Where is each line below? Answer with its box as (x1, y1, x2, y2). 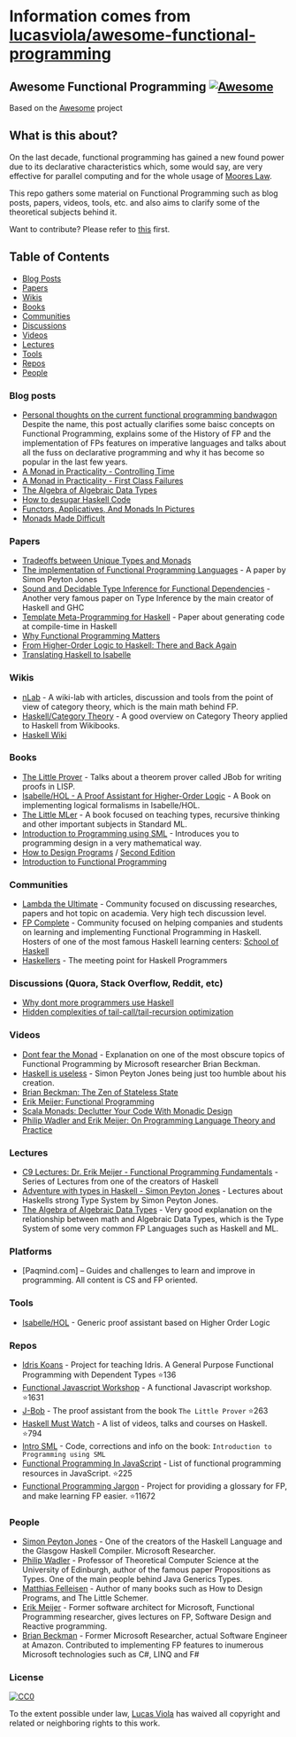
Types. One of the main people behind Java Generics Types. (21, 1574, 243, 1585)
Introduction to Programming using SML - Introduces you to (21, 828, 239, 838)
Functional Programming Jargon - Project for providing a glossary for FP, (21, 1480, 287, 1491)
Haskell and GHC (21, 603, 85, 613)
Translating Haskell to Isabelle (21, 650, 132, 660)
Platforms (9, 1245, 53, 1258)
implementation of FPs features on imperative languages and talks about (21, 437, 287, 448)
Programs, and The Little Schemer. (21, 1593, 148, 1603)
